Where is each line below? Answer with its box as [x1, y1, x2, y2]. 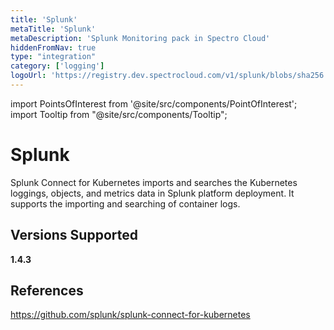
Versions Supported [10, 227, 138, 244]
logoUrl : [10, 71, 47, 81]
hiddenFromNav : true [10, 42, 97, 53]
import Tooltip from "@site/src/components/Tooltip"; [10, 108, 228, 120]
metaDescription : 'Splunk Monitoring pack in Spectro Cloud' [10, 33, 271, 43]
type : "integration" [10, 52, 97, 62]
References [10, 282, 84, 300]
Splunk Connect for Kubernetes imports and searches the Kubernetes [10, 176, 298, 188]
